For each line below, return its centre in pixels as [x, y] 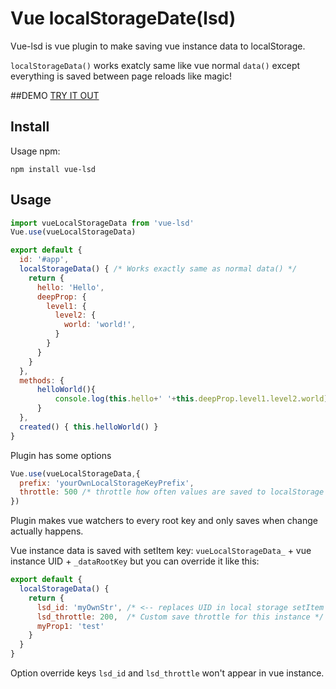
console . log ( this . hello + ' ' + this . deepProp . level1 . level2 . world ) [191, 399]
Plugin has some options [61, 455]
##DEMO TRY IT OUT [55, 95]
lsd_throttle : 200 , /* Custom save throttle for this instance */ [180, 617]
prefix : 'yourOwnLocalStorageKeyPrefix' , [107, 483]
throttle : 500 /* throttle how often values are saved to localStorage [172, 492]
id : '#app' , [44, 260]
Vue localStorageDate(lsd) [123, 18]
